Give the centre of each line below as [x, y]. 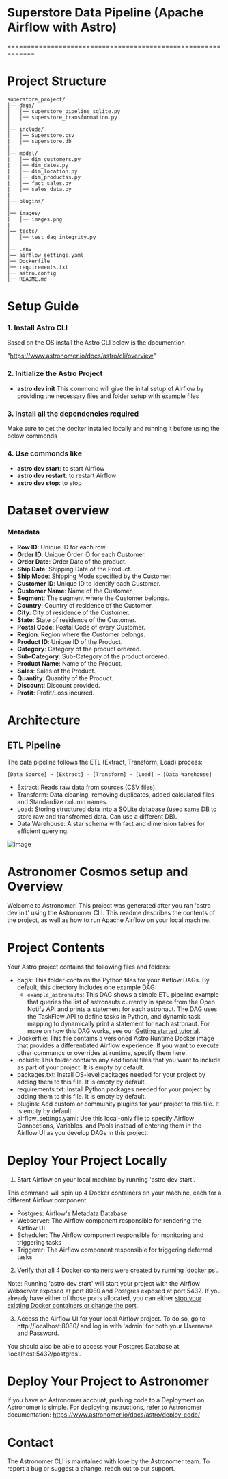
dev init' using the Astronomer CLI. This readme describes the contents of [111, 912]
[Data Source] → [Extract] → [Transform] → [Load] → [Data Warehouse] [110, 774]
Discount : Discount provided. [58, 685]
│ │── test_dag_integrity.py [52, 237]
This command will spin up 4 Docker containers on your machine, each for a [114, 1193]
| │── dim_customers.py [44, 159]
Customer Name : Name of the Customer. [75, 591]
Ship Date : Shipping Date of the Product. [74, 569]
